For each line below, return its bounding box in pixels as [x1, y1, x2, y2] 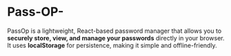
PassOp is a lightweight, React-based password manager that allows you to [7, 27, 222, 35]
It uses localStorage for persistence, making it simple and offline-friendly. [7, 41, 217, 49]
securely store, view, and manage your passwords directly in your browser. [7, 33, 225, 42]
